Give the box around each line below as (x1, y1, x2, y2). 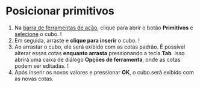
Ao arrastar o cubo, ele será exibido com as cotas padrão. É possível (14, 43, 186, 50)
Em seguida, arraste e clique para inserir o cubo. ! (14, 37, 140, 44)
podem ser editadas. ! (14, 62, 69, 70)
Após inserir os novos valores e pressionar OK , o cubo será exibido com (14, 68, 194, 76)
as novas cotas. (14, 75, 54, 82)
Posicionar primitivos (5, 4, 115, 18)
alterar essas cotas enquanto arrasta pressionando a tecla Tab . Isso (14, 49, 185, 56)
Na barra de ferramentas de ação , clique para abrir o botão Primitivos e (14, 24, 193, 31)
